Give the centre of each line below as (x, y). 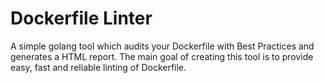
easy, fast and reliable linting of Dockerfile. (98, 67)
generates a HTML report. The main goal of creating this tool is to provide (162, 56)
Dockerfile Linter (81, 18)
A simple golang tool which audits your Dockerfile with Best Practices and (162, 46)
